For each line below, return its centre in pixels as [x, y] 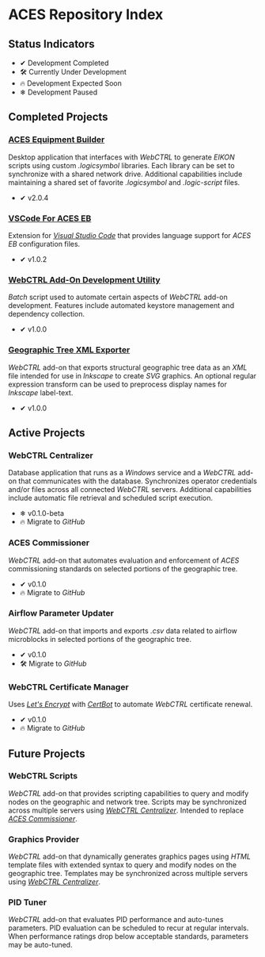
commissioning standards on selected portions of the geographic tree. [123, 568]
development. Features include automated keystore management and [121, 306]
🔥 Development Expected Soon [71, 83]
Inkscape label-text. [41, 392]
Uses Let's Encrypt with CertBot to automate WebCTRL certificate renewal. [131, 705]
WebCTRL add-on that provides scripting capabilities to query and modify [129, 793]
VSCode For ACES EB [50, 218]
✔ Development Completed [64, 63]
